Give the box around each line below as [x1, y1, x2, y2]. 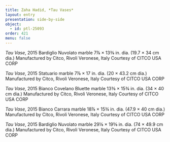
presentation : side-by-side [5, 17, 65, 22]
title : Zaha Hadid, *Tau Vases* [5, 7, 74, 13]
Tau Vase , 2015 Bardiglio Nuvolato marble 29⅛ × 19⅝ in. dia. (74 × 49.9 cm [5, 121, 163, 127]
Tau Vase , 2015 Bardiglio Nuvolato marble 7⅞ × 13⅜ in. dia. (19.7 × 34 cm [5, 49, 159, 56]
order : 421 [5, 31, 28, 36]
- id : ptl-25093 [10, 26, 44, 31]
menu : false [5, 36, 30, 41]
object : [5, 21, 22, 27]
